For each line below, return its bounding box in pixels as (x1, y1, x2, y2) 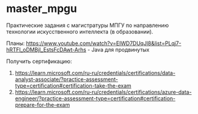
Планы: (6, 40, 25, 47)
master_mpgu (6, 2, 77, 16)
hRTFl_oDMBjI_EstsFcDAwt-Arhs (6, 46, 86, 53)
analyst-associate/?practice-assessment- (14, 76, 118, 83)
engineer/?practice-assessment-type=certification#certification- (14, 95, 176, 102)
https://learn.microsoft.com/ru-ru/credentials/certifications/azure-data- (14, 88, 192, 95)
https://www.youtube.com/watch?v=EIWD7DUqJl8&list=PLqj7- (26, 40, 182, 47)
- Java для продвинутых (87, 46, 150, 53)
